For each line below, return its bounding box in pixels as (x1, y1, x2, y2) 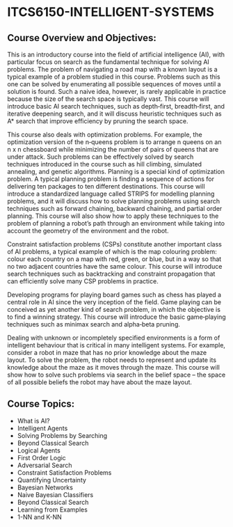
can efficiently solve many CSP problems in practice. (7, 277, 159, 285)
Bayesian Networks (17, 483, 73, 491)
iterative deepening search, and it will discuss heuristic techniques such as (7, 109, 223, 118)
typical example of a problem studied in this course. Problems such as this (7, 72, 220, 81)
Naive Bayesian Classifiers (17, 490, 94, 498)
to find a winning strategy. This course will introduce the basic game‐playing (7, 313, 226, 321)
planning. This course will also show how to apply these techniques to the (7, 212, 219, 220)
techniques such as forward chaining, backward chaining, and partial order (7, 205, 223, 212)
